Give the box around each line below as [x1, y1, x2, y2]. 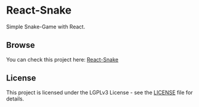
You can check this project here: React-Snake [6, 56, 119, 63]
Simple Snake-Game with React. [6, 23, 85, 30]
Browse [6, 40, 35, 50]
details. [6, 95, 24, 102]
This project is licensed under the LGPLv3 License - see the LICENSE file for [6, 89, 193, 96]
